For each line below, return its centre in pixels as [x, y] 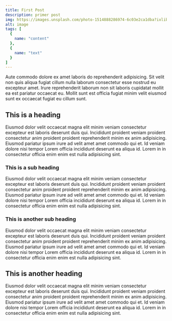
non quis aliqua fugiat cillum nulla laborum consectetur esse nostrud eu [81, 82]
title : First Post [25, 10]
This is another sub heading [41, 219]
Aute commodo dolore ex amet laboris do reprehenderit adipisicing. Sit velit [85, 77]
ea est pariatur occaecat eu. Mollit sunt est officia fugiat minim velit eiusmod [86, 93]
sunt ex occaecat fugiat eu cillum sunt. [46, 99]
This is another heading [44, 274]
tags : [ [14, 29]
